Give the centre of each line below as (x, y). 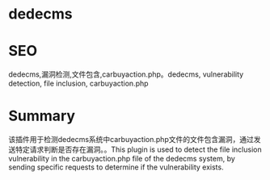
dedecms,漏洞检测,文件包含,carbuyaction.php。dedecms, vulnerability (126, 74)
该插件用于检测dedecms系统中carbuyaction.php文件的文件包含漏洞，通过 (131, 140)
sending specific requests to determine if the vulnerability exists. (116, 167)
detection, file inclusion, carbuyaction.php (78, 84)
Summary (42, 116)
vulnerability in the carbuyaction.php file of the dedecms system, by (122, 159)
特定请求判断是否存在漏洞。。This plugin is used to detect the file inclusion (138, 149)
